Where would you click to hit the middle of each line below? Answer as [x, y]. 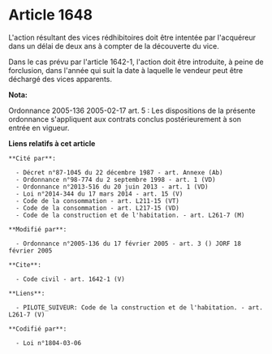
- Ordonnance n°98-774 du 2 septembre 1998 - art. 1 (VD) [116, 179]
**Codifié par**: [38, 329]
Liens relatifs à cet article [52, 143]
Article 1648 [51, 15]
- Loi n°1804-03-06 [49, 343]
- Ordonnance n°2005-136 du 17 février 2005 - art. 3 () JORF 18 [129, 244]
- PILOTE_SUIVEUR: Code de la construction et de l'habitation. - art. [140, 307]
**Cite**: [25, 265]
